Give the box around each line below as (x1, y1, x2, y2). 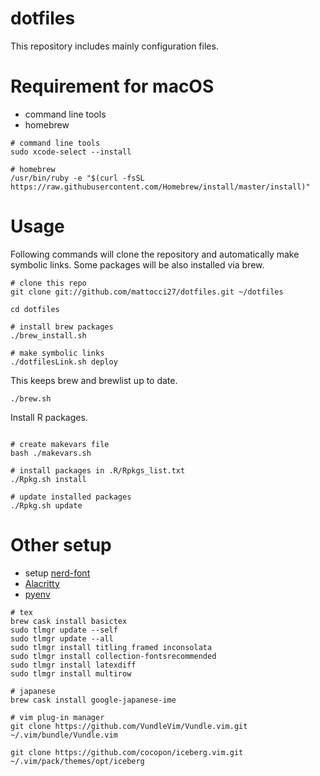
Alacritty (24, 577, 60, 589)
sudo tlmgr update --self (10, 625, 118, 635)
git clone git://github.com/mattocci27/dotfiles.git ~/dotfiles (10, 287, 284, 297)
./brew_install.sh (10, 330, 87, 341)
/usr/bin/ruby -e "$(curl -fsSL (10, 173, 145, 183)
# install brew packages (10, 322, 114, 332)
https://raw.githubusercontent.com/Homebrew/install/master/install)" (10, 182, 311, 192)
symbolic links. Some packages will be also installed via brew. (10, 258, 265, 271)
